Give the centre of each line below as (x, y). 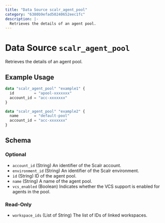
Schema (18, 141)
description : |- (22, 19)
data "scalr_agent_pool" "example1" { (45, 89)
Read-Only (19, 204)
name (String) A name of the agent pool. (52, 181)
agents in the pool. (31, 191)
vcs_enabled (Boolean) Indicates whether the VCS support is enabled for (86, 186)
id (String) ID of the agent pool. (44, 176)
